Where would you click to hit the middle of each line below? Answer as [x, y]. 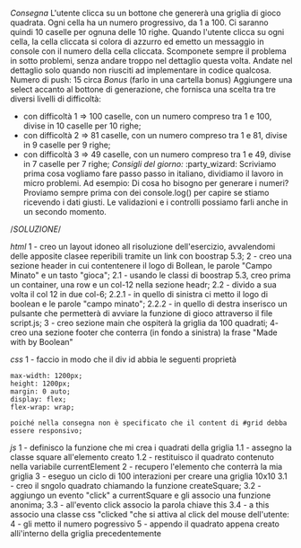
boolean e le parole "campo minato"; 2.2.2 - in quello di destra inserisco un [149, 304]
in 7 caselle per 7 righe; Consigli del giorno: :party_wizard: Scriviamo [150, 164]
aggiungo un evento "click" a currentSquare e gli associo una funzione [141, 495]
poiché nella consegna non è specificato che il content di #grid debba [149, 423]
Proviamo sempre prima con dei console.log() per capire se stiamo [146, 193]
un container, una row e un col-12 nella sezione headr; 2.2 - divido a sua [143, 285]
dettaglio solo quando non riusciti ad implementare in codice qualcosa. [141, 70]
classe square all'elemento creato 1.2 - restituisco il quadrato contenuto [142, 457]
